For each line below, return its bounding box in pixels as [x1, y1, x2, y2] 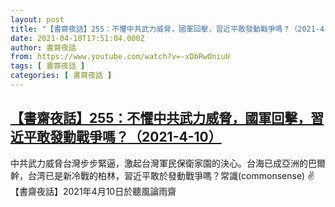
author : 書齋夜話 [10, 42, 77, 53]
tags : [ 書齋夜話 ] [10, 61, 86, 71]
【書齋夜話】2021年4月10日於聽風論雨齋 [10, 185, 177, 197]
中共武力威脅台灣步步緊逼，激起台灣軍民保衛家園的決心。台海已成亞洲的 [10, 157, 308, 169]
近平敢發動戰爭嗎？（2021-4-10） [10, 129, 222, 146]
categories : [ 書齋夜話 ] [10, 71, 113, 81]
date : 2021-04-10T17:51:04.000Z [10, 33, 145, 43]
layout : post [10, 14, 65, 25]
